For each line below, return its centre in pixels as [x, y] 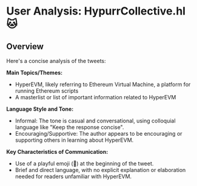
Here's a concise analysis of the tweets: [56, 61]
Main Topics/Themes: [34, 73]
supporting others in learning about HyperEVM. [74, 140]
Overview [25, 46]
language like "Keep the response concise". [69, 127]
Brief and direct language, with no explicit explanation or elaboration [100, 170]
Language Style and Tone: [40, 109]
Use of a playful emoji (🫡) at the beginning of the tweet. [84, 164]
